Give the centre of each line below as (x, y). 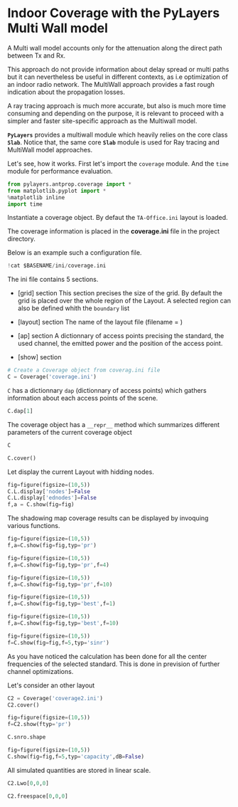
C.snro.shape (27, 737)
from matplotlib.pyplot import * (57, 191)
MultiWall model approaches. (50, 149)
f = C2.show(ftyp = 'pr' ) (39, 724)
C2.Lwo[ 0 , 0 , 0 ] (28, 783)
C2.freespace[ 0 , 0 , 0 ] (38, 796)
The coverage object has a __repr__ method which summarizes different (114, 424)
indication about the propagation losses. (66, 92)
